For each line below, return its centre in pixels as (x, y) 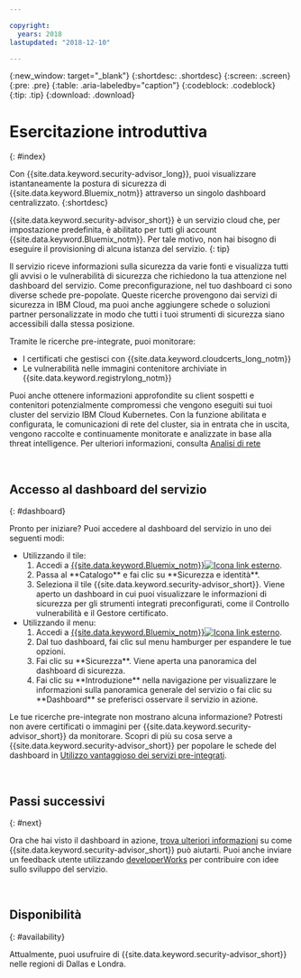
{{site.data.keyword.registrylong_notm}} (97, 378)
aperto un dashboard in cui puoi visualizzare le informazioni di (151, 594)
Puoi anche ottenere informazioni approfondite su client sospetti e (132, 396)
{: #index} (28, 157)
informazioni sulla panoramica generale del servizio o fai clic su (154, 690)
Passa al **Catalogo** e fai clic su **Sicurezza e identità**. (148, 575)
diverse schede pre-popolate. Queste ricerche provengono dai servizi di (143, 295)
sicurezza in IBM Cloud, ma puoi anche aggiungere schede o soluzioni (140, 305)
